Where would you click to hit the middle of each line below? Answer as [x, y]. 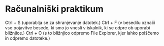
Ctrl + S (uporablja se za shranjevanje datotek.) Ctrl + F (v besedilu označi [80, 23]
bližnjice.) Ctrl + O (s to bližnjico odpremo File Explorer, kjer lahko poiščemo [82, 33]
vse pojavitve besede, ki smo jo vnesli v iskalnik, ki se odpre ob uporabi [78, 27]
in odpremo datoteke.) [28, 38]
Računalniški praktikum [54, 9]
